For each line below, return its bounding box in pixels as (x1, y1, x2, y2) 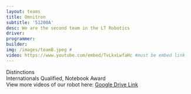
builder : (6, 42, 28, 48)
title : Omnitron (6, 14, 46, 20)
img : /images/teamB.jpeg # (6, 47, 72, 53)
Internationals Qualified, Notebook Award (6, 75, 106, 82)
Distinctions (6, 68, 35, 75)
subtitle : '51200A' (6, 19, 54, 25)
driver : (6, 31, 25, 36)
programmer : (6, 36, 35, 42)
